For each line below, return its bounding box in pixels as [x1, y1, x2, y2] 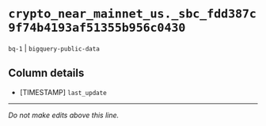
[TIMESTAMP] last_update [19, 87, 107, 97]
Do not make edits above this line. [8, 110, 120, 120]
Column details [8, 67, 85, 80]
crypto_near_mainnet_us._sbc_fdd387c [8, 6, 257, 21]
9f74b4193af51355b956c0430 [8, 21, 186, 36]
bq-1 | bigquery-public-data [8, 43, 101, 53]
